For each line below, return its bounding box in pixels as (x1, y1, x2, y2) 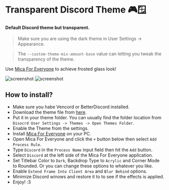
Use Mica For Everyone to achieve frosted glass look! (5, 66, 116, 72)
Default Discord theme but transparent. (5, 24, 90, 30)
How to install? (5, 90, 53, 99)
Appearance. (17, 41, 45, 47)
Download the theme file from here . (12, 109, 87, 115)
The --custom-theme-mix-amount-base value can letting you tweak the (17, 51, 162, 57)
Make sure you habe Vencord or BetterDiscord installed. (12, 104, 130, 110)
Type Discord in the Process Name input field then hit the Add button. (12, 147, 153, 153)
